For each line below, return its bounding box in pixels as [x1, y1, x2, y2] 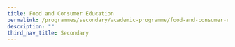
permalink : [7, 17, 39, 23]
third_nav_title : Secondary [7, 29, 90, 37]
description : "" [7, 23, 55, 30]
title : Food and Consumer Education [7, 10, 114, 17]
